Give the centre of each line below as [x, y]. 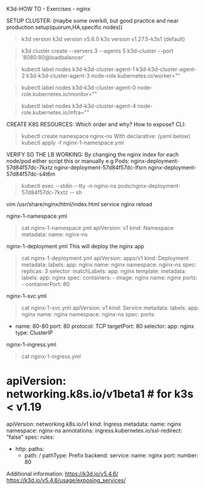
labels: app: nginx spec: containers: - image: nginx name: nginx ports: [109, 277]
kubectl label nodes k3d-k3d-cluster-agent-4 [79, 106]
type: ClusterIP [34, 332]
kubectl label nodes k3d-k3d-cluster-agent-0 [79, 87]
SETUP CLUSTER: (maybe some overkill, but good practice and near [92, 20]
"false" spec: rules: [31, 437]
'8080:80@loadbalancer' [53, 57]
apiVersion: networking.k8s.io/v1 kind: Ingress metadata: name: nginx [94, 424]
